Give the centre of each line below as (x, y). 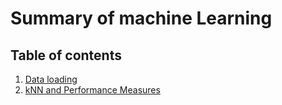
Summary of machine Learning (141, 18)
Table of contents (66, 55)
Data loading (51, 79)
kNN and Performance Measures (92, 90)
